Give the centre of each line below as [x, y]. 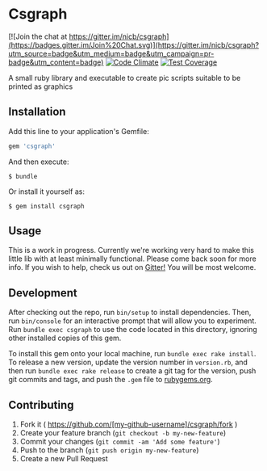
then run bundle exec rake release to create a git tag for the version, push [132, 371]
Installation [37, 112]
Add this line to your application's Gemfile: [79, 131]
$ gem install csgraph [46, 206]
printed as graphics [41, 86]
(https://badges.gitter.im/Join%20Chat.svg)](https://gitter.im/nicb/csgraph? [134, 44]
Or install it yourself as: [46, 191]
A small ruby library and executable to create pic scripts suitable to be [125, 78]
